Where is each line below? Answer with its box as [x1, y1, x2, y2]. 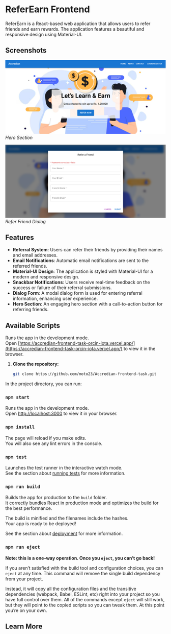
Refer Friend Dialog [5, 218, 46, 224]
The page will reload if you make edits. [5, 435, 87, 441]
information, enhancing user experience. [12, 295, 98, 302]
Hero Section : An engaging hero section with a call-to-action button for [12, 301, 163, 307]
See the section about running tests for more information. [5, 470, 126, 476]
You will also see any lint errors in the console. [5, 440, 103, 447]
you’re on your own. [5, 607, 47, 614]
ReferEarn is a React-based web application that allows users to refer [5, 20, 151, 27]
